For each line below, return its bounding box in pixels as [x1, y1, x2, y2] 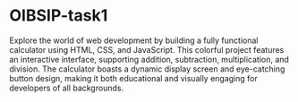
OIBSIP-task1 [9, 5, 108, 26]
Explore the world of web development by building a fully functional [9, 35, 259, 46]
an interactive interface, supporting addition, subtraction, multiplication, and [9, 54, 289, 64]
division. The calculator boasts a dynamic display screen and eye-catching [9, 64, 285, 74]
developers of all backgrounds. [9, 82, 123, 93]
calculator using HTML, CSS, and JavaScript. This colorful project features [9, 44, 285, 55]
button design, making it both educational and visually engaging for [9, 72, 258, 83]
